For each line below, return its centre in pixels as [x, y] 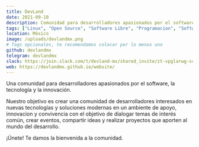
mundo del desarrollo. [33, 127]
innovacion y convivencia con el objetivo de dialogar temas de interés [91, 114]
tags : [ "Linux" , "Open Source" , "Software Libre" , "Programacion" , [91, 28]
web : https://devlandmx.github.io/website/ [61, 67]
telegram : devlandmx [32, 56]
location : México [28, 34]
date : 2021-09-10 [28, 17]
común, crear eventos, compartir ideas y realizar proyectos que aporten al [97, 120]
